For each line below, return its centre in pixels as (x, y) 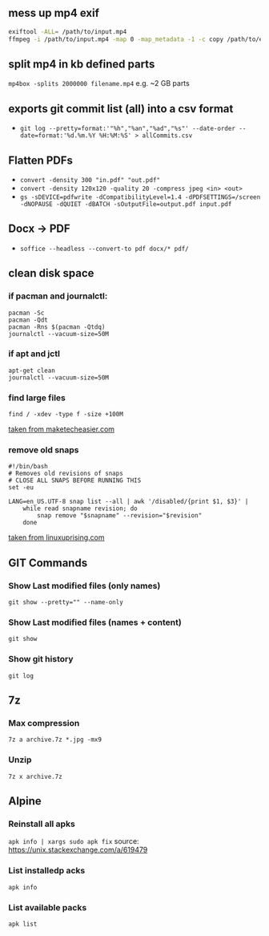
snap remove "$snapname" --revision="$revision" (120, 516)
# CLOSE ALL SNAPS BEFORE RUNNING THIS (75, 480)
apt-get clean (32, 371)
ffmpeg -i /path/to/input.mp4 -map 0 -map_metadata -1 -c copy (116, 39)
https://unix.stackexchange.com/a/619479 (78, 850)
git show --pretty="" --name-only (66, 602)
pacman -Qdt (28, 320)
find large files (37, 398)
